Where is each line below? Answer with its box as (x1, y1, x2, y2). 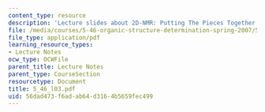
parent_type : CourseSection (8, 70, 101, 78)
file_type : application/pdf (8, 33, 101, 42)
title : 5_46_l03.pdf (8, 84, 77, 93)
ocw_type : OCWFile (8, 56, 69, 64)
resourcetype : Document (8, 77, 87, 85)
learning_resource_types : (8, 41, 93, 49)
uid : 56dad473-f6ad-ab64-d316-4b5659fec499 (8, 92, 154, 100)
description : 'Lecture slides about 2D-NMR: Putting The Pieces (8, 19, 224, 27)
